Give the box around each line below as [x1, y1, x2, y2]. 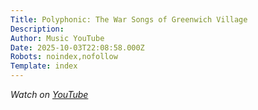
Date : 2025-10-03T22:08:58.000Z [10, 42, 145, 53]
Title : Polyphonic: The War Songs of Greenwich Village [10, 14, 248, 25]
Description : [10, 24, 65, 34]
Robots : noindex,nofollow [10, 52, 118, 62]
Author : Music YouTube [10, 33, 105, 43]
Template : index [10, 61, 78, 71]
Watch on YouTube [10, 89, 89, 100]
